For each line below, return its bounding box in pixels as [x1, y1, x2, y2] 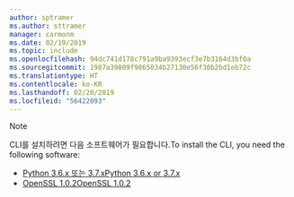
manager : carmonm [9, 30, 75, 39]
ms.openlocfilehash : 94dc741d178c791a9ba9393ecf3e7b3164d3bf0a [9, 55, 252, 64]
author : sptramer [9, 13, 75, 22]
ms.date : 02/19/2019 [9, 38, 87, 47]
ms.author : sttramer [9, 21, 87, 30]
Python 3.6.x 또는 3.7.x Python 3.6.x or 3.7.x [22, 167, 181, 179]
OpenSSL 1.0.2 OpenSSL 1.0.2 [22, 178, 131, 189]
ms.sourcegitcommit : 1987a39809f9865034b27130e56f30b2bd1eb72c [9, 64, 252, 73]
